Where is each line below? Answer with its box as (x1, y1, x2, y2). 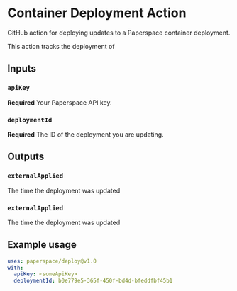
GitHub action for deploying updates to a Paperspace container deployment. (7, 28, 231, 37)
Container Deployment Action (7, 5, 187, 21)
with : (7, 264, 23, 271)
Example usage (7, 239, 77, 251)
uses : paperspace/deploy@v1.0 (7, 257, 97, 265)
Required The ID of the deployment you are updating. (7, 130, 165, 139)
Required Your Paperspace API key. (7, 98, 112, 107)
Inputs (7, 62, 37, 75)
